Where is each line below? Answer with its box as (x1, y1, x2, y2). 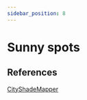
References (7, 66, 58, 79)
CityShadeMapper (7, 85, 59, 93)
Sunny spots (7, 39, 80, 55)
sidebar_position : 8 (7, 10, 66, 17)
